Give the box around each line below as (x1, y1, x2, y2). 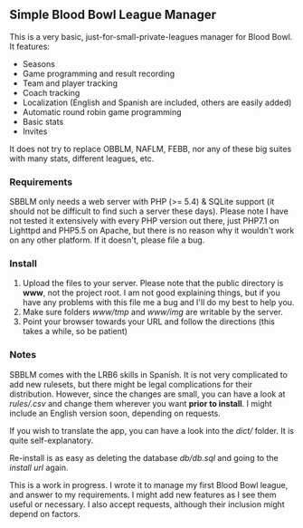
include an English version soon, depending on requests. (9, 408, 222, 418)
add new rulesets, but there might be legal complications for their (9, 379, 253, 389)
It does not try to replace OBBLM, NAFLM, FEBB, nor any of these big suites (9, 143, 292, 154)
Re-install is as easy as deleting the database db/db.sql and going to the (9, 452, 279, 463)
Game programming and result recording (22, 68, 175, 79)
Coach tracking (22, 87, 80, 98)
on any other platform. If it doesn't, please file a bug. (9, 235, 205, 245)
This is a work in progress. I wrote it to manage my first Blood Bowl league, (9, 479, 289, 490)
